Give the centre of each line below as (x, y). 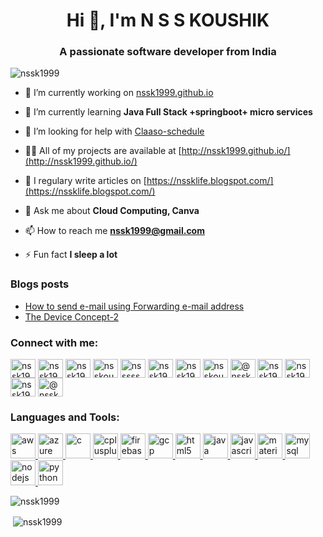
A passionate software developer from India (168, 52)
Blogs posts (40, 284)
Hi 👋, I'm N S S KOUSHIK (168, 20)
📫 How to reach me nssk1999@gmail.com (114, 231)
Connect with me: (54, 342)
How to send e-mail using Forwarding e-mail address (134, 306)
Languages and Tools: (65, 417)
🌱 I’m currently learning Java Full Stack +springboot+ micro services (168, 112)
